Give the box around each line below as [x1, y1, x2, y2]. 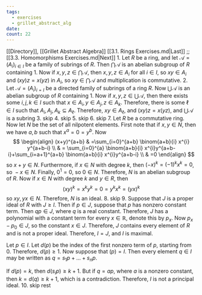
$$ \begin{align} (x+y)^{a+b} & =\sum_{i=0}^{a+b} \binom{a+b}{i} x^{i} [13, 138, 190, 145]
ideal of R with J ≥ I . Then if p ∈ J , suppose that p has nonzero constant [6, 201, 187, 208]
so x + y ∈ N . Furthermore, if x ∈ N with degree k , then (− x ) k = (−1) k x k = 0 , [6, 160, 194, 169]
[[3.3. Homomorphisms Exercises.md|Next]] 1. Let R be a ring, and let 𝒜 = [6, 54, 190, 61]
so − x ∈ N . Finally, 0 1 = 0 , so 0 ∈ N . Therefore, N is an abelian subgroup [6, 167, 191, 175]
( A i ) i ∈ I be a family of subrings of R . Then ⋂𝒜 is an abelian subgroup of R [6, 61, 190, 69]
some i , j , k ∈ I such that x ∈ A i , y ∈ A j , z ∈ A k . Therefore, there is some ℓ [6, 99, 189, 108]
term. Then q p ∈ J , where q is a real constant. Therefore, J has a [6, 207, 169, 214]
